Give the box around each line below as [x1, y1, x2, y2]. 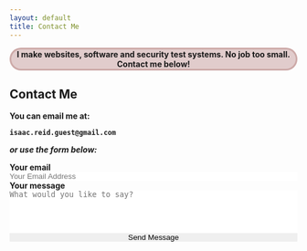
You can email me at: [9, 110, 90, 121]
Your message [9, 180, 66, 192]
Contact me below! [116, 58, 191, 69]
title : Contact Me [9, 22, 79, 31]
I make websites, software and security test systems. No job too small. [16, 48, 291, 59]
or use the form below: [9, 144, 98, 155]
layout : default [9, 13, 71, 23]
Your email [9, 162, 51, 173]
